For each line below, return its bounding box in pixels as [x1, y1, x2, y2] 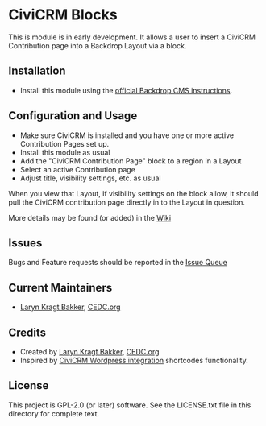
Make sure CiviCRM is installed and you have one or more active [19, 130, 235, 140]
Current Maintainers [8, 280, 113, 295]
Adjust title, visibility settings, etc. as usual [19, 173, 161, 183]
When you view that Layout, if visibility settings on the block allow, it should [8, 188, 260, 198]
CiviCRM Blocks [8, 6, 118, 24]
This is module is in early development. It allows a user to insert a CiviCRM [8, 32, 256, 42]
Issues [8, 236, 43, 250]
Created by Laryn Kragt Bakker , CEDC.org [19, 347, 160, 356]
